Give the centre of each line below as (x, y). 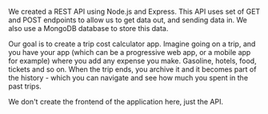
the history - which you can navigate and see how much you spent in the (128, 78)
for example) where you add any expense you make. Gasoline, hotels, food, (133, 61)
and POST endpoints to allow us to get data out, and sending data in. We (128, 20)
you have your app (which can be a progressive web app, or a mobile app (130, 52)
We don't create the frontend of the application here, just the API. (116, 102)
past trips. (25, 86)
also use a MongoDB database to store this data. (88, 28)
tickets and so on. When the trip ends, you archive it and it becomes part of (132, 69)
